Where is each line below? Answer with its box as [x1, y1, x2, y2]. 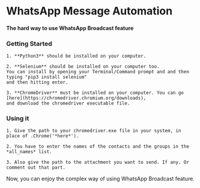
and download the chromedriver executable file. [6, 100, 130, 106]
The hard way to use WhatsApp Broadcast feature [6, 24, 134, 31]
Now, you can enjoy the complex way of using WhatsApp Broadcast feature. [6, 175, 195, 183]
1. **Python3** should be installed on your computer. [6, 53, 147, 59]
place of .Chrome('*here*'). [6, 133, 79, 139]
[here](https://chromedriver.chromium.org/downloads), [6, 95, 147, 102]
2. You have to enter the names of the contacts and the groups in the [6, 144, 189, 150]
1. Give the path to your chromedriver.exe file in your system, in [6, 128, 181, 134]
